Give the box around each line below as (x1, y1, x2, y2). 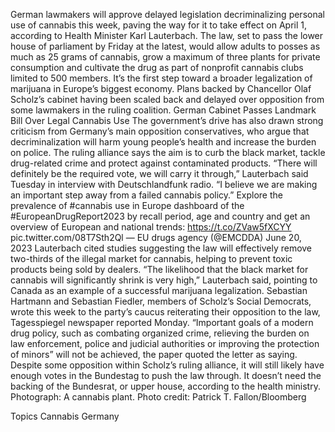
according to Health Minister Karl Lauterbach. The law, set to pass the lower (10, 30, 324, 41)
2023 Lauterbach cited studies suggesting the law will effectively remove (10, 242, 313, 254)
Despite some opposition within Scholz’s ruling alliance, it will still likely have (10, 359, 325, 371)
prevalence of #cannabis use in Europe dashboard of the (10, 200, 245, 211)
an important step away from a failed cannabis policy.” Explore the (10, 189, 283, 201)
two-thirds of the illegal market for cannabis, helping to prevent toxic (10, 253, 293, 264)
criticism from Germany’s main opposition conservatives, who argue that (10, 125, 310, 137)
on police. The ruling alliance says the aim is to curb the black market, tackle (10, 147, 326, 158)
